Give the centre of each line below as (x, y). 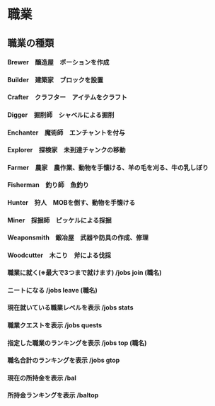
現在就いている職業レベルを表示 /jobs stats (70, 308)
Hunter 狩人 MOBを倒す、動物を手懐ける (71, 202)
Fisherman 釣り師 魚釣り (48, 185)
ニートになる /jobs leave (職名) (52, 290)
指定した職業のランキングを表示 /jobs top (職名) (77, 343)
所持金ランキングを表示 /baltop (53, 395)
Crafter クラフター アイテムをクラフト (67, 97)
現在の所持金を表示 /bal (42, 378)
